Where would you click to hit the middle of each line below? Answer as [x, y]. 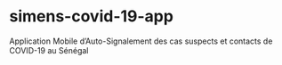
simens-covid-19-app [91, 16]
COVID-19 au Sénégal [49, 50]
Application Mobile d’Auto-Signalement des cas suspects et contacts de [141, 41]
